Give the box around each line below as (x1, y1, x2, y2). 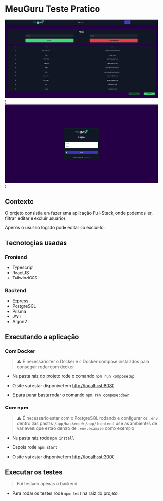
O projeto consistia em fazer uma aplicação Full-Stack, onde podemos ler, (5, 210, 153, 216)
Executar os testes (5, 468, 63, 476)
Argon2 (12, 319, 28, 325)
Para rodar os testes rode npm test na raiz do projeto (12, 490, 118, 496)
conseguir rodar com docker (16, 364, 74, 370)
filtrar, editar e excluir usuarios (5, 215, 66, 221)
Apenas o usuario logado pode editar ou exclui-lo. (5, 225, 105, 231)
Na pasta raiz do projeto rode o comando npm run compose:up (12, 373, 135, 379)
